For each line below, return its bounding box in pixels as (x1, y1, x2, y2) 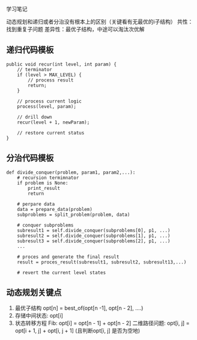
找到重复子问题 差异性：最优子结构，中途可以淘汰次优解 (6, 26, 145, 33)
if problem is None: (17, 180, 68, 186)
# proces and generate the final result (17, 254, 120, 260)
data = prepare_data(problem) (17, 206, 93, 212)
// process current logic (17, 98, 82, 104)
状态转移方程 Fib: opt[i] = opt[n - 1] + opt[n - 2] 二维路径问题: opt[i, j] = (14, 320, 190, 327)
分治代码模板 (6, 153, 54, 163)
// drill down (17, 114, 52, 120)
